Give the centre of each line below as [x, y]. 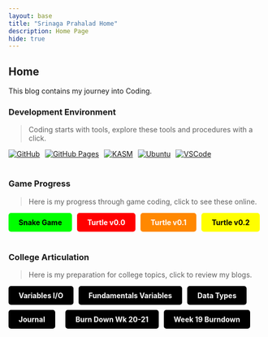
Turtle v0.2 [231, 222]
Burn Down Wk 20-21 [112, 319]
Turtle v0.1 [168, 222]
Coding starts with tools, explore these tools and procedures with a [140, 130]
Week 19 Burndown [207, 319]
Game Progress [39, 184]
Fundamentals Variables [130, 295]
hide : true [27, 39]
